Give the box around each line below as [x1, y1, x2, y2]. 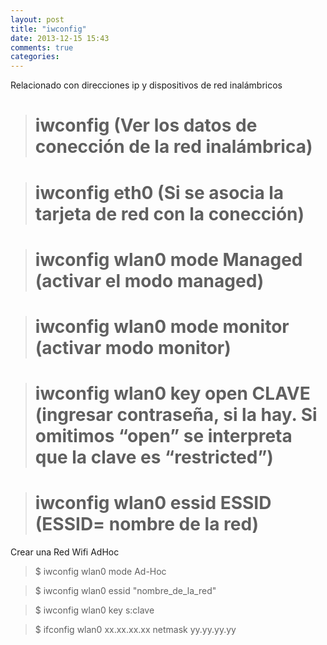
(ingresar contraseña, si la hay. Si [34, 404, 318, 426]
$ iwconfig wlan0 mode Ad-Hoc [34, 566, 167, 577]
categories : [10, 52, 60, 62]
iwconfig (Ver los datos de [34, 114, 258, 137]
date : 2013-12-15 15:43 [10, 33, 110, 43]
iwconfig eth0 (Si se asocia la [34, 181, 285, 204]
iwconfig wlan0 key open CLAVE [34, 382, 311, 405]
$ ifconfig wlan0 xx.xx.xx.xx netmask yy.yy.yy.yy [34, 624, 237, 635]
